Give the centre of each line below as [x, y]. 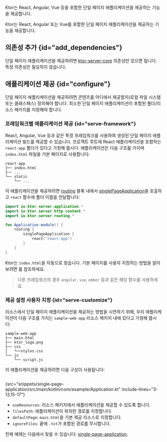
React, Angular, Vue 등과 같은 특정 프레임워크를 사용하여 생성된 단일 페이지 [78, 135]
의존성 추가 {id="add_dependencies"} [64, 48]
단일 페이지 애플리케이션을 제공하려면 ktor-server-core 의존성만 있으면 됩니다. [81, 60]
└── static [16, 176]
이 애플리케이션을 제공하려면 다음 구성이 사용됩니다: [55, 369]
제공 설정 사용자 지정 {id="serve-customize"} [59, 300]
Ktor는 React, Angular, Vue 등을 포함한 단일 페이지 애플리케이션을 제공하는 [78, 7]
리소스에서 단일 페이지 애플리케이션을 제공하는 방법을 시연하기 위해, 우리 [75, 311]
